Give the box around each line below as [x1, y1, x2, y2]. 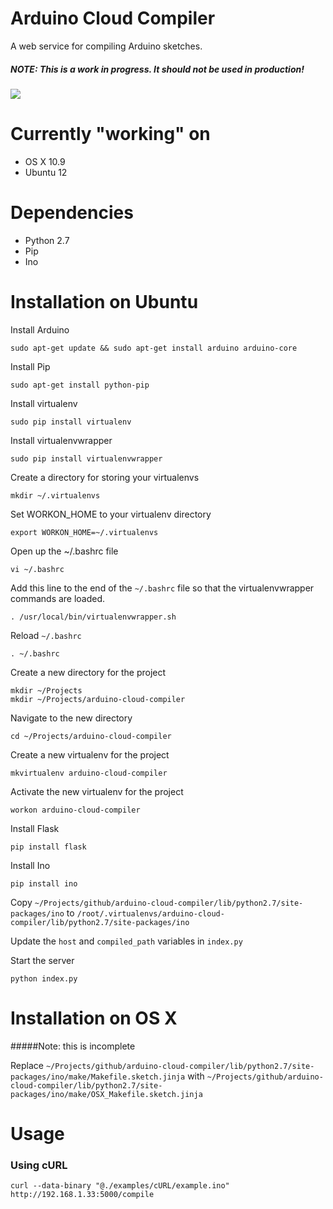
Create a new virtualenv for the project [10, 748, 170, 761]
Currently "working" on [10, 123, 211, 146]
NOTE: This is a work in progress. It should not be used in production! [10, 63, 305, 75]
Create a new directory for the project [10, 666, 167, 678]
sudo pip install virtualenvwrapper [10, 453, 163, 464]
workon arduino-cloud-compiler [10, 805, 141, 815]
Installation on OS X [10, 1007, 178, 1029]
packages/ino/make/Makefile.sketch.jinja [10, 1072, 186, 1082]
